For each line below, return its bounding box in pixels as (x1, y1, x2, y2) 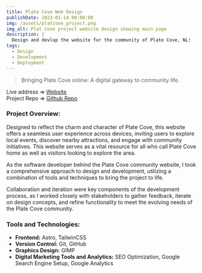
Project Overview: (6, 110, 61, 118)
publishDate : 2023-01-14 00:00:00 (6, 15, 94, 21)
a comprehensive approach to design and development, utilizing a (6, 167, 172, 175)
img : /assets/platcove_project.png (6, 20, 96, 26)
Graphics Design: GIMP (15, 247, 75, 254)
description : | (6, 32, 45, 38)
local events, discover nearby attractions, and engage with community (6, 136, 182, 143)
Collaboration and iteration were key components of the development (6, 186, 180, 193)
